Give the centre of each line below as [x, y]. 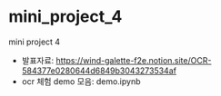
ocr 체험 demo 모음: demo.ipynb [81, 81]
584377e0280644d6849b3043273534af [99, 71]
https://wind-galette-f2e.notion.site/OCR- [134, 60]
